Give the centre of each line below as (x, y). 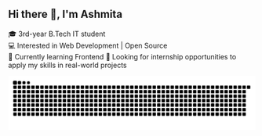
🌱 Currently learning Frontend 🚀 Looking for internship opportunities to (122, 56)
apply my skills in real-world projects (67, 65)
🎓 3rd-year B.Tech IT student (57, 34)
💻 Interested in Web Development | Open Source (88, 45)
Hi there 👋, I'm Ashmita (65, 14)
